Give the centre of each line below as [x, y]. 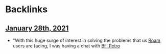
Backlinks [27, 9]
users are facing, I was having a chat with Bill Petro [66, 46]
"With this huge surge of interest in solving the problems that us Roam [87, 40]
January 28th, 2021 [37, 28]
